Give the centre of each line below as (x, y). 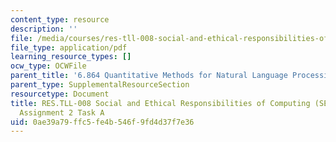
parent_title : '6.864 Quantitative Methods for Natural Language (149, 76)
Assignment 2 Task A (62, 112)
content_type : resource (60, 19)
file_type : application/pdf (69, 47)
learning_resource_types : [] (71, 57)
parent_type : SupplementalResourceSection (100, 85)
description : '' (44, 29)
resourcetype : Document (60, 94)
